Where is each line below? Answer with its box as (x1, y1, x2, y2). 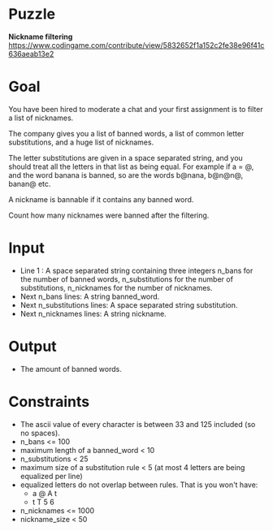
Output (8, 338, 57, 356)
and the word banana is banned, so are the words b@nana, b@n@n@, (8, 170, 244, 179)
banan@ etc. (8, 179, 51, 188)
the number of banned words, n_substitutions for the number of (19, 274, 234, 284)
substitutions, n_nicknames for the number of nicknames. (19, 283, 213, 292)
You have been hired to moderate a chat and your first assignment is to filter (8, 104, 263, 114)
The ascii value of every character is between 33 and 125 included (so (19, 419, 256, 429)
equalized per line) (19, 471, 83, 481)
